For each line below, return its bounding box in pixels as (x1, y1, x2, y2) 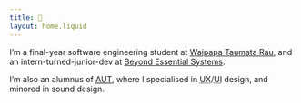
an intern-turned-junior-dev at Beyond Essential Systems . (9, 56, 226, 67)
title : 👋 (9, 13, 43, 23)
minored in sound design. (9, 83, 105, 94)
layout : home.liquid (9, 22, 88, 31)
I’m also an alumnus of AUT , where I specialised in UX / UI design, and (9, 73, 268, 84)
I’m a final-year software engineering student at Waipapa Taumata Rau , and (9, 46, 293, 57)
